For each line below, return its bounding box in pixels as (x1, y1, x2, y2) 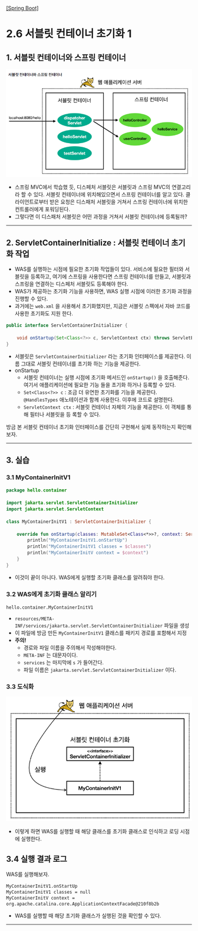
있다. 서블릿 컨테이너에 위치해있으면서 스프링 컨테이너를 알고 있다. (33, 191, 184, 198)
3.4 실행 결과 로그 (6, 854, 68, 864)
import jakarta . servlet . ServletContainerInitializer (6, 500, 138, 506)
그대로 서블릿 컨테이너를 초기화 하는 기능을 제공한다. (21, 360, 141, 367)
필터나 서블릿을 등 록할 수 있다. (29, 410, 101, 418)
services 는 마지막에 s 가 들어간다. (23, 659, 104, 666)
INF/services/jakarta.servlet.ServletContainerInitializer (14, 623, 163, 629)
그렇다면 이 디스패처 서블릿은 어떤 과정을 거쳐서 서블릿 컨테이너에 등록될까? (14, 213, 187, 220)
